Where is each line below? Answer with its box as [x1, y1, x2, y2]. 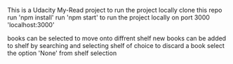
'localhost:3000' [7, 21, 55, 29]
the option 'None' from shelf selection [7, 49, 117, 57]
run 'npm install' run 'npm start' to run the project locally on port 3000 [7, 13, 211, 22]
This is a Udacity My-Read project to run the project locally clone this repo [7, 6, 222, 14]
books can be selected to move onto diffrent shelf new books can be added [7, 34, 227, 42]
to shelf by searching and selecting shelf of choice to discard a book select [7, 42, 225, 49]
